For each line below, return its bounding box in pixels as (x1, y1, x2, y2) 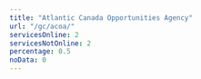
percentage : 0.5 (9, 47, 71, 56)
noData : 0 (9, 55, 47, 64)
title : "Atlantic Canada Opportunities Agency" (9, 13, 194, 23)
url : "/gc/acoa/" (9, 22, 75, 31)
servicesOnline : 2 (9, 30, 79, 39)
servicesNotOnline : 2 (9, 38, 92, 48)
